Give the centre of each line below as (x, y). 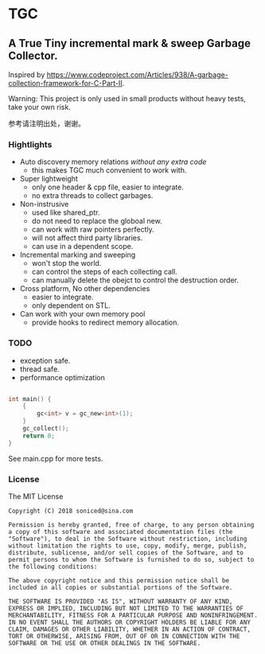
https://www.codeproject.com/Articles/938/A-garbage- (137, 75)
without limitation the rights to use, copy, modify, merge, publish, (128, 546)
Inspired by (27, 75)
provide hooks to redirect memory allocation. (105, 322)
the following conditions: (53, 567)
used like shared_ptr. (66, 212)
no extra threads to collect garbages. (92, 196)
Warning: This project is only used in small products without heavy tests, (127, 99)
